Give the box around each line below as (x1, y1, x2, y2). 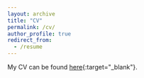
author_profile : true (7, 30, 72, 38)
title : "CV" (7, 17, 43, 24)
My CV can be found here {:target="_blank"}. (7, 63, 138, 71)
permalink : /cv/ (7, 23, 55, 30)
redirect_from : (7, 37, 52, 44)
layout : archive (7, 10, 55, 18)
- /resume (13, 43, 43, 50)
